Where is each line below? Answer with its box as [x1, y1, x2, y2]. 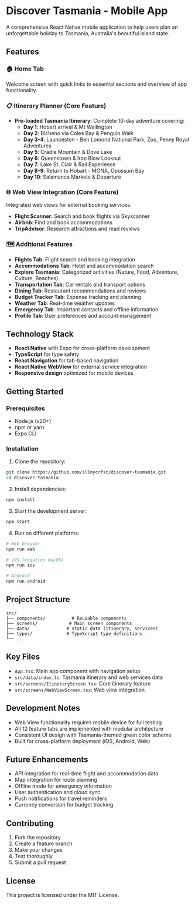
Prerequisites [6, 404, 45, 412]
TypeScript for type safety [14, 351, 80, 358]
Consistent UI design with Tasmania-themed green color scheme [14, 731, 172, 738]
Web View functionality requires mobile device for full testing [14, 718, 162, 726]
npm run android [6, 579, 46, 584]
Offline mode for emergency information [14, 782, 112, 789]
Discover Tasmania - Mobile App [6, 4, 168, 18]
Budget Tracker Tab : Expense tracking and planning [14, 293, 142, 300]
